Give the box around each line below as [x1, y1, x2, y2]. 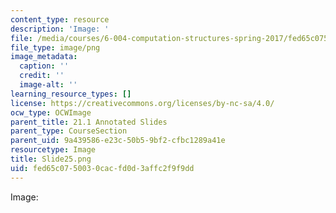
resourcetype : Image [10, 145, 97, 155]
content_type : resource [10, 14, 110, 25]
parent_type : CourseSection [10, 126, 128, 136]
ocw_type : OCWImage [10, 107, 92, 118]
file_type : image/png [10, 42, 101, 53]
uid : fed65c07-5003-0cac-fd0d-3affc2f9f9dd [10, 163, 195, 173]
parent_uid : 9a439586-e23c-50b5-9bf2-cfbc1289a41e [10, 136, 226, 146]
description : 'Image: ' [10, 24, 110, 34]
